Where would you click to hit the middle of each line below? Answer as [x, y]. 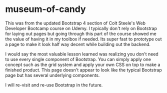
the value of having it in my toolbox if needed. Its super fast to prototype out [83, 39]
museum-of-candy [45, 9]
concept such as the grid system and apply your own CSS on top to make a [83, 64]
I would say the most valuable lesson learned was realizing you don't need [82, 54]
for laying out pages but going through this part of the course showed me [81, 33]
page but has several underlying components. [52, 75]
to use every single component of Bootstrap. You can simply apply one [78, 59]
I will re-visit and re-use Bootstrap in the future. [54, 85]
